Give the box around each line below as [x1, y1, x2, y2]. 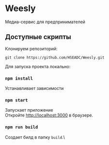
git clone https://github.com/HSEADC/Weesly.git [5, 55, 105, 60]
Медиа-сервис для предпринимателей [5, 19, 85, 25]
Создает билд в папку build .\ [5, 134, 65, 140]
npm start [5, 97, 28, 103]
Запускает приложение [5, 107, 54, 113]
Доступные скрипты [5, 33, 71, 41]
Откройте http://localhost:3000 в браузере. [5, 112, 93, 118]
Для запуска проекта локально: [5, 63, 71, 69]
